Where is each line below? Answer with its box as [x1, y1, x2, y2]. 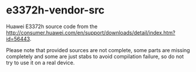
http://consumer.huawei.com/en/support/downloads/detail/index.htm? [6, 29, 176, 36]
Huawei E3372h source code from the [6, 23, 98, 30]
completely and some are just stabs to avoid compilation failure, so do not [6, 53, 184, 60]
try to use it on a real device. [6, 59, 75, 66]
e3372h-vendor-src [6, 4, 105, 17]
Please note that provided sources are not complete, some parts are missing [6, 46, 190, 53]
